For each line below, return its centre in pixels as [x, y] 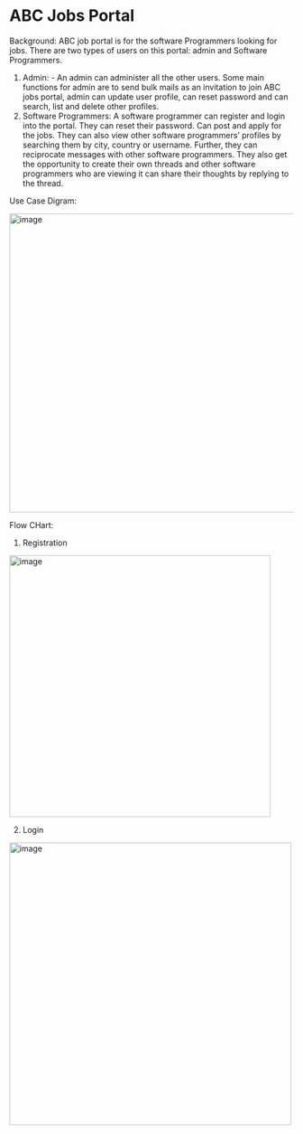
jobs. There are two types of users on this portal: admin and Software [138, 50]
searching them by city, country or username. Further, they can [140, 145]
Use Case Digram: [43, 201]
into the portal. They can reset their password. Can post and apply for [152, 125]
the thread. [43, 183]
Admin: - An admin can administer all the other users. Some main [143, 77]
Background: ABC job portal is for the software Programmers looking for [143, 41]
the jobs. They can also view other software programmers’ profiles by [151, 135]
